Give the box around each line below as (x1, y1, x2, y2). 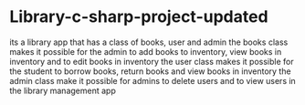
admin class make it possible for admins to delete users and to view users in (9, 75, 297, 86)
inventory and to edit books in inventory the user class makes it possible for (9, 56, 294, 67)
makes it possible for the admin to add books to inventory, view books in (9, 46, 282, 57)
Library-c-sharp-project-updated (9, 6, 268, 27)
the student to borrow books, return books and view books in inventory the (9, 66, 291, 77)
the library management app (9, 85, 116, 96)
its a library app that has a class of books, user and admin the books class (9, 37, 289, 47)
